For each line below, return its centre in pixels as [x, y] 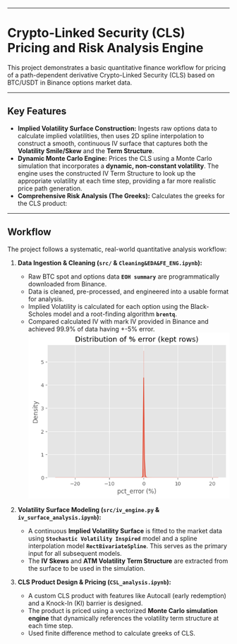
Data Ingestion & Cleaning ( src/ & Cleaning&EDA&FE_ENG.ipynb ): [110, 262]
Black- [200, 306]
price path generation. [50, 188]
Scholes [40, 314]
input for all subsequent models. [75, 553]
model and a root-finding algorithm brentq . [115, 314]
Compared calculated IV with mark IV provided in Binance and [118, 321]
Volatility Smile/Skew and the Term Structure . [86, 151]
